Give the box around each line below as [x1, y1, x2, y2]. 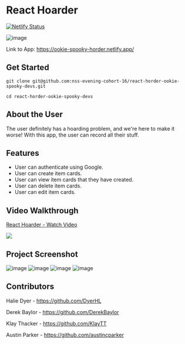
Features [6, 148, 39, 158]
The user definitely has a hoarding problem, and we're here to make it [6, 125, 175, 132]
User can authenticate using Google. [14, 164, 104, 171]
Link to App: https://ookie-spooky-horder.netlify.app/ [6, 45, 134, 53]
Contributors [6, 282, 55, 292]
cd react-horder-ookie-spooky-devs [6, 93, 93, 100]
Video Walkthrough [6, 206, 79, 216]
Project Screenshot [6, 249, 78, 259]
